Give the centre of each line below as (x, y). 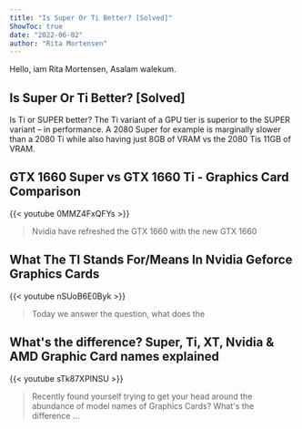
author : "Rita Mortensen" (58, 43)
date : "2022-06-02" (46, 35)
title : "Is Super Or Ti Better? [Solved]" (91, 18)
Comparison (45, 192)
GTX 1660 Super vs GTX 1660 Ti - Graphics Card (149, 177)
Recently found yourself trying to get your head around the (142, 396)
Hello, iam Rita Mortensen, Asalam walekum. (93, 69)
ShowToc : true (36, 26)
